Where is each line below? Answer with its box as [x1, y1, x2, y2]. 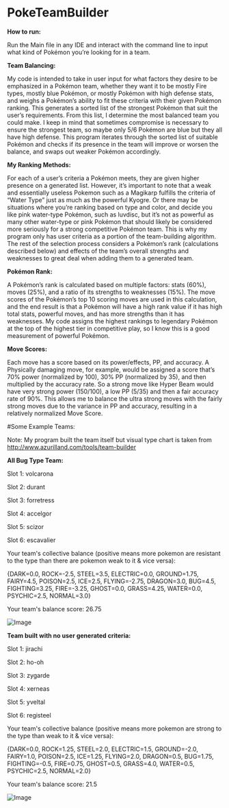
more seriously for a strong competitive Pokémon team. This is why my [7, 225, 207, 233]
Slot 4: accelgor [7, 509, 52, 517]
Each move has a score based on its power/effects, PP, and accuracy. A [7, 358, 210, 366]
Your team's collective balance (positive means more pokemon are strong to [7, 724, 222, 733]
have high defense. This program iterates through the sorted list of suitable [7, 132, 219, 141]
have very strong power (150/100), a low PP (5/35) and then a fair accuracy [7, 387, 219, 395]
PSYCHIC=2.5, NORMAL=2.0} [7, 766, 91, 775]
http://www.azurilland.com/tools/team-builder [7, 443, 137, 451]
